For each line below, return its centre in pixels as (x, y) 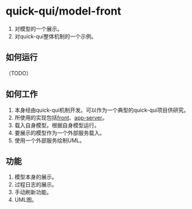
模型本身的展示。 (36, 177)
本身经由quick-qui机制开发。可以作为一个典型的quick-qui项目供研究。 (101, 110)
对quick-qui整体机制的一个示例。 (55, 36)
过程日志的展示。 (36, 185)
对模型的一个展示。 (38, 29)
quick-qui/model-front (64, 11)
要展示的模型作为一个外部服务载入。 (60, 132)
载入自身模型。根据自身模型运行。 (57, 125)
